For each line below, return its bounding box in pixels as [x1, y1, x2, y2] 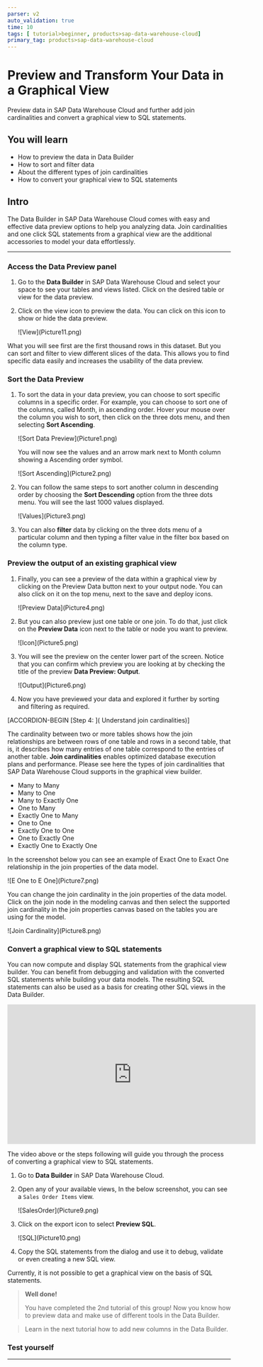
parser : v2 [7, 10, 40, 18]
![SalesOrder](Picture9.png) [17, 1206, 99, 1215]
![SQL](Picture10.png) [17, 1233, 82, 1242]
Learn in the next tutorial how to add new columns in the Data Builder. [24, 1324, 228, 1333]
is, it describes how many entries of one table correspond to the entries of [7, 744, 225, 753]
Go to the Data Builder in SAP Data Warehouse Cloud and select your [17, 277, 221, 286]
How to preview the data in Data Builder [17, 152, 134, 161]
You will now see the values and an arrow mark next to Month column [17, 448, 221, 457]
